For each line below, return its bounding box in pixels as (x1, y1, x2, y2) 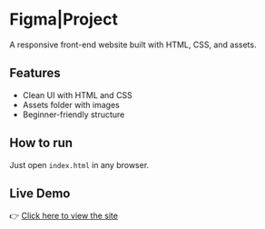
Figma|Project (9, 9, 118, 30)
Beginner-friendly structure (22, 109, 125, 120)
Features (9, 65, 61, 81)
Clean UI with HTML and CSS (22, 89, 133, 100)
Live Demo (9, 185, 71, 201)
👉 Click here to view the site (9, 210, 118, 222)
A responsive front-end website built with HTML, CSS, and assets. (9, 39, 257, 50)
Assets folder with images (22, 99, 120, 110)
